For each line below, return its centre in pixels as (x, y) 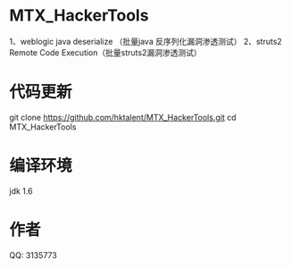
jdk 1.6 (21, 191)
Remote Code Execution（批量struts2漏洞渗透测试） (106, 52)
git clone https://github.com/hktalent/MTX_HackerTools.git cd (123, 117)
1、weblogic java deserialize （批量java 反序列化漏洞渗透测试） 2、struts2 (146, 41)
